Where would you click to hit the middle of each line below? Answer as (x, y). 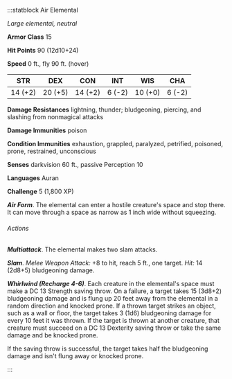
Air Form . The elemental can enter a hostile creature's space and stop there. (116, 205)
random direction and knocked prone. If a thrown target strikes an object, (111, 306)
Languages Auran (33, 178)
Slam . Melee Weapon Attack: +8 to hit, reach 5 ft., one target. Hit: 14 (105, 263)
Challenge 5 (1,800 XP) (41, 191)
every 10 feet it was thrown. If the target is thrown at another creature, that (114, 321)
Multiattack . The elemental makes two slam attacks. (82, 249)
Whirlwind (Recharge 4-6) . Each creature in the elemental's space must (111, 284)
